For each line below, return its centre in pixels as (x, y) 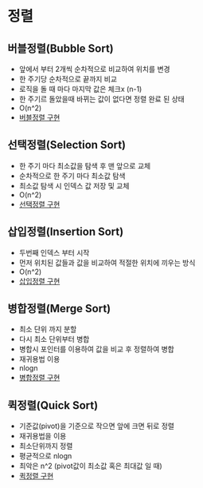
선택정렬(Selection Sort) (67, 145)
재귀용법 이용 (39, 359)
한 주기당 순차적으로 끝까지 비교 (68, 79)
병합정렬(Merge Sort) (59, 309)
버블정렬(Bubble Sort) (61, 48)
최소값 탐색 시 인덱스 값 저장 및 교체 (74, 185)
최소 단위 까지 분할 (48, 329)
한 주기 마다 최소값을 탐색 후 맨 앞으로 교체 (85, 165)
